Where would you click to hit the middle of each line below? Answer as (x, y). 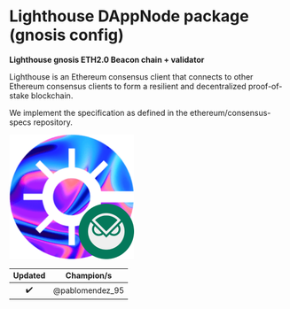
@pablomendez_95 (89, 290)
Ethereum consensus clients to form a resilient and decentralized (128, 86)
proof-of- (265, 86)
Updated (29, 275)
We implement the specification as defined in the (98, 112)
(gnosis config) (67, 35)
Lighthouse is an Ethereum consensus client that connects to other (131, 76)
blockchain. (52, 96)
